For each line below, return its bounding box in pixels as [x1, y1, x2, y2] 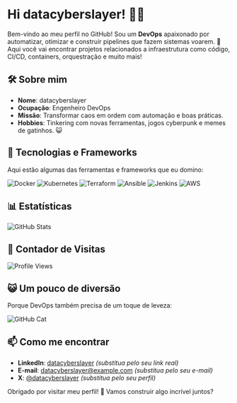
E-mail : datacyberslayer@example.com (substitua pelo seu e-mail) [17, 366, 214, 374]
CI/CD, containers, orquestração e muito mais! [7, 52, 142, 61]
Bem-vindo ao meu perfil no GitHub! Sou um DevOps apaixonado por [7, 30, 210, 38]
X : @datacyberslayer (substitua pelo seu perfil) [17, 373, 156, 382]
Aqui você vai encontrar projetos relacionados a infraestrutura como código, [7, 45, 231, 53]
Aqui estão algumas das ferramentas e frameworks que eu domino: [7, 165, 204, 174]
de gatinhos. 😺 [17, 126, 62, 134]
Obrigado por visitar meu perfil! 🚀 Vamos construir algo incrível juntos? [7, 387, 214, 395]
